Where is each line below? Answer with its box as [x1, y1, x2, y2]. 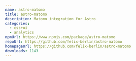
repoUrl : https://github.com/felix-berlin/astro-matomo [5, 39, 122, 44]
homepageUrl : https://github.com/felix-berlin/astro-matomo [5, 44, 132, 49]
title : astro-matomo [5, 12, 48, 17]
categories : [5, 21, 30, 26]
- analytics [9, 30, 34, 35]
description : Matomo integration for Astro [5, 16, 96, 21]
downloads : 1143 [5, 48, 38, 53]
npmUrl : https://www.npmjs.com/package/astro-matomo [5, 35, 116, 40]
